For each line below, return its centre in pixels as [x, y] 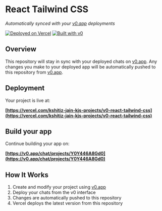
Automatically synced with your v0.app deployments [60, 23]
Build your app [29, 131]
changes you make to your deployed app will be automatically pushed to [80, 66]
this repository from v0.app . [34, 72]
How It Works [27, 175]
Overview [21, 49]
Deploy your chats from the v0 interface [54, 192]
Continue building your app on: [37, 144]
